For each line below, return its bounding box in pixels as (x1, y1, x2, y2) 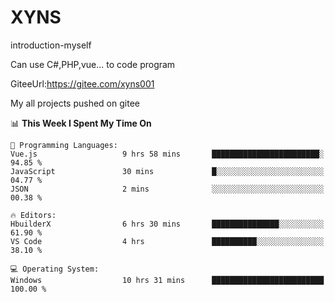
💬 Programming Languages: (10, 140, 118, 150)
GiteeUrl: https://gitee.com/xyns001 (10, 77, 155, 90)
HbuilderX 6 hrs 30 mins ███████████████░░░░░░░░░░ (10, 219, 325, 229)
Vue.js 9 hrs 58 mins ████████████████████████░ (10, 149, 325, 159)
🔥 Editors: (10, 210, 57, 220)
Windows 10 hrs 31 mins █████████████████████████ (10, 275, 325, 285)
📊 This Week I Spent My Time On (10, 117, 152, 129)
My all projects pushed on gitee (10, 97, 140, 109)
